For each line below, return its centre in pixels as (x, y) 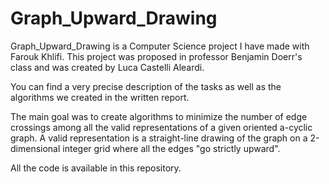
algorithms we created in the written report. (100, 97)
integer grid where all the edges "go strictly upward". (171, 148)
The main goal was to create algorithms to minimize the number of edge (159, 116)
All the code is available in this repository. (96, 168)
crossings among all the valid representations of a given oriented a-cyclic (161, 127)
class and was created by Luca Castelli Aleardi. (107, 67)
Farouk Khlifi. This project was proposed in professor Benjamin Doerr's (156, 56)
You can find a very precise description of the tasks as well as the (146, 86)
